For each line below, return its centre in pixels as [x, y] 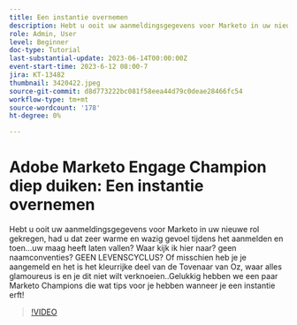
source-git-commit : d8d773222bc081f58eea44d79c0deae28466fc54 [126, 91]
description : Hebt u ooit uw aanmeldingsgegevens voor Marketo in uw [140, 26]
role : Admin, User [43, 34]
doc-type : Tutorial [45, 50]
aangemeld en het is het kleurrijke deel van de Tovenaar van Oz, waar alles [146, 267]
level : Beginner [39, 42]
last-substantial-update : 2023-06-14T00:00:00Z [99, 58]
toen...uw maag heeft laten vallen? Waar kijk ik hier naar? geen [123, 248]
